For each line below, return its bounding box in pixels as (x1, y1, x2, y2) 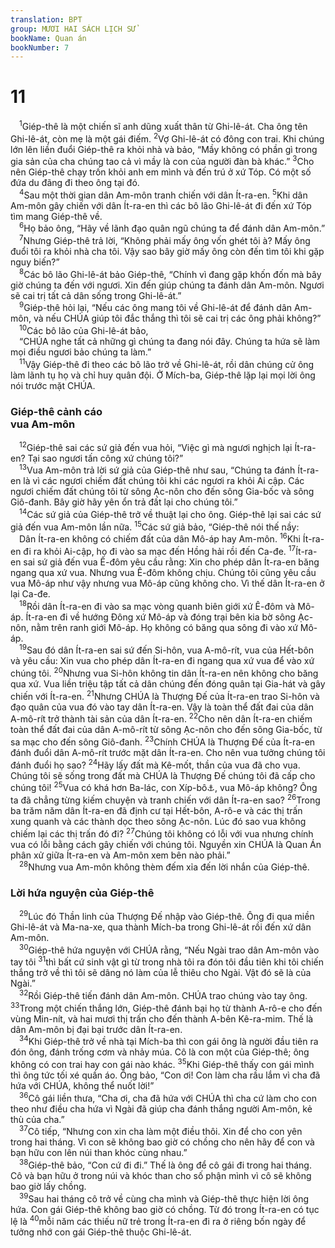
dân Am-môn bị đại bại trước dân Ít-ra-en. (10, 1023, 183, 1035)
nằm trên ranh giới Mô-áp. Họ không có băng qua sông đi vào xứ (30, 621, 298, 633)
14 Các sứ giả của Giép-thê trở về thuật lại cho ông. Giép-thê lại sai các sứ (19, 507, 322, 521)
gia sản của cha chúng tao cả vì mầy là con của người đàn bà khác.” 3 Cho (10, 154, 315, 168)
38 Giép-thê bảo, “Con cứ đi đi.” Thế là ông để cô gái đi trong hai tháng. (19, 1157, 312, 1171)
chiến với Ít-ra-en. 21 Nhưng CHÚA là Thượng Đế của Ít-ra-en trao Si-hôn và (10, 688, 320, 702)
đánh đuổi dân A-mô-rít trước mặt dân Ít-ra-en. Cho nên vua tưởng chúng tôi (10, 746, 326, 758)
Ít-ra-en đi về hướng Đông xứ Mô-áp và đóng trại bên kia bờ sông (25, 611, 297, 623)
